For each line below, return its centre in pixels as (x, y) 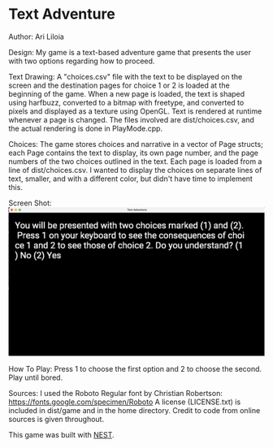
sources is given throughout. (56, 420)
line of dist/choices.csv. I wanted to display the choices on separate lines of (135, 170)
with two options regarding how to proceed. (82, 61)
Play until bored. (36, 377)
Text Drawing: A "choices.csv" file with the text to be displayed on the (126, 76)
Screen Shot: (30, 203)
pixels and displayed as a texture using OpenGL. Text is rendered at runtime (135, 111)
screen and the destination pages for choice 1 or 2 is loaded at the (119, 85)
